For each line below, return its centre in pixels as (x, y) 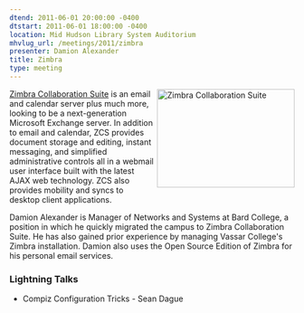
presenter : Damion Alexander (64, 52)
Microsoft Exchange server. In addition (81, 122)
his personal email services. (62, 255)
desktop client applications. (61, 199)
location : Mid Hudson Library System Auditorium (103, 34)
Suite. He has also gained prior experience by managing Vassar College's (146, 236)
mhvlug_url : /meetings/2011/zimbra (76, 43)
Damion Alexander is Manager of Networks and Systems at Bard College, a (149, 217)
